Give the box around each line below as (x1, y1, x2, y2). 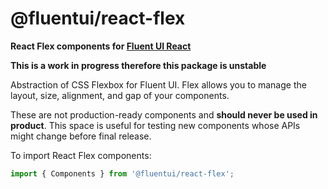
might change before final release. (10, 130, 152, 142)
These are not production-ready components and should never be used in (10, 108, 318, 121)
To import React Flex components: (10, 149, 152, 161)
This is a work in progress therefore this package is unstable (10, 59, 267, 71)
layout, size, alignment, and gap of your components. (10, 89, 230, 101)
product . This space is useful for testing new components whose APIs (10, 119, 301, 131)
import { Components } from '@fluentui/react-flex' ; (10, 168, 235, 179)
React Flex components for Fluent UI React (10, 40, 192, 52)
